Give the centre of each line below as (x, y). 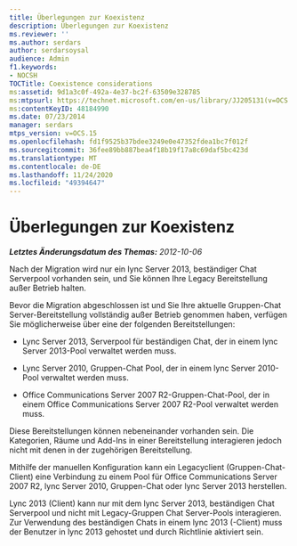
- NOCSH (24, 76)
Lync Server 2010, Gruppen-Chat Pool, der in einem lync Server (139, 368)
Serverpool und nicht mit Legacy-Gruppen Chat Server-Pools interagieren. (145, 513)
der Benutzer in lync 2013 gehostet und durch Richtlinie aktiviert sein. (136, 532)
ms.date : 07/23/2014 (48, 117)
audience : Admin (39, 59)
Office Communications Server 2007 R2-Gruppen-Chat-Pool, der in (145, 395)
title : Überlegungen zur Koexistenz (77, 17)
